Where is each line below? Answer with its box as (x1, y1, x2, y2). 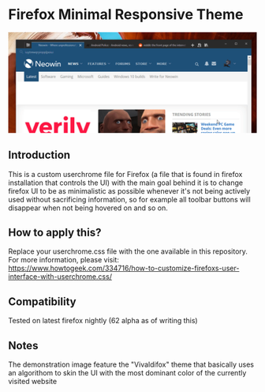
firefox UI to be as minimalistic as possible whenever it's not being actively (8, 186, 251, 195)
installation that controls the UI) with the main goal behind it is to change (8, 178, 243, 187)
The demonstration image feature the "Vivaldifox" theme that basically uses (8, 360, 255, 369)
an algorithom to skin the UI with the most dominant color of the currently (8, 367, 247, 377)
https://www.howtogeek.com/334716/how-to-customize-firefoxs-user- (8, 263, 240, 273)
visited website (8, 376, 58, 386)
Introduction (8, 149, 71, 162)
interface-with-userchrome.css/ (8, 272, 113, 281)
